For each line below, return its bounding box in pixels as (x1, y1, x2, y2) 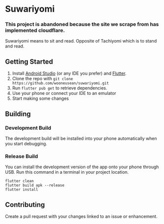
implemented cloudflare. (5, 27, 65, 34)
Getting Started (5, 57, 53, 66)
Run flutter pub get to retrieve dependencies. (12, 85, 108, 91)
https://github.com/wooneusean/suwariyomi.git (12, 81, 109, 86)
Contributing (5, 201, 45, 209)
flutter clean (5, 179, 34, 184)
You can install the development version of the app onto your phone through (5, 164, 159, 170)
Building (5, 110, 31, 118)
